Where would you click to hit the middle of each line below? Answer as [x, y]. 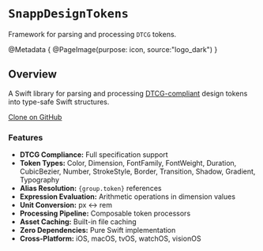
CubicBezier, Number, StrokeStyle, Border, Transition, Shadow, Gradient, [137, 171]
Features [26, 137]
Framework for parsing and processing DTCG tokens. [92, 34]
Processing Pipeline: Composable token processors [105, 214]
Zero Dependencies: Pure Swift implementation [98, 230]
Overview [33, 75]
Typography [39, 180]
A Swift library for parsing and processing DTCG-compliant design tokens [128, 93]
